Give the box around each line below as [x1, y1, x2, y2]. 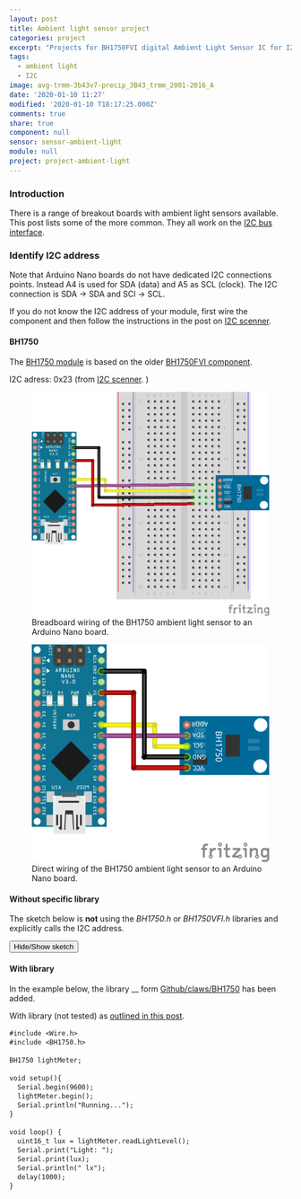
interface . [9, 227, 45, 238]
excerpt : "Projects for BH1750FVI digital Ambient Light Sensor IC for [9, 43, 282, 52]
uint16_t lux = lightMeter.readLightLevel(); [17, 1136, 191, 1145]
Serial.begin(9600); [17, 1082, 94, 1091]
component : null [9, 128, 70, 137]
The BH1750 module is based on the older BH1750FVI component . [9, 356, 253, 367]
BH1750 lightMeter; [9, 1055, 82, 1064]
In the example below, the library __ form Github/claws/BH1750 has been [9, 983, 277, 994]
